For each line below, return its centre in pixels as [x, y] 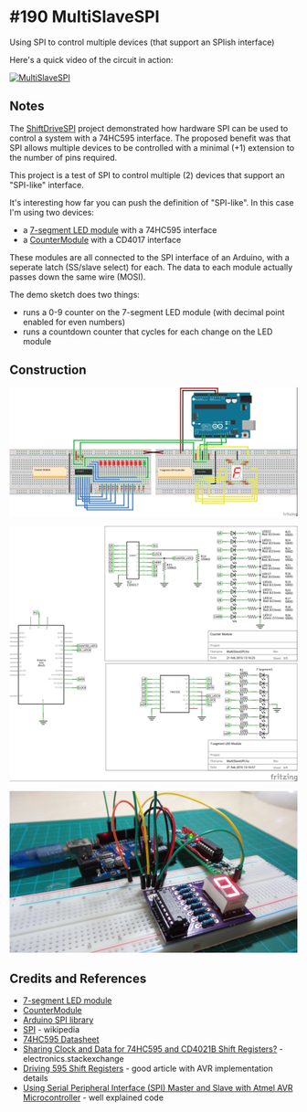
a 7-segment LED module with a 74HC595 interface [120, 229]
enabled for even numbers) [74, 322]
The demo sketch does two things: [74, 294]
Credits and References [78, 978]
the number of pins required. [64, 157]
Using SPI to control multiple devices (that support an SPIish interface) [142, 42]
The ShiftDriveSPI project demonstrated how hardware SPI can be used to [149, 128]
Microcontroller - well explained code [93, 1097]
